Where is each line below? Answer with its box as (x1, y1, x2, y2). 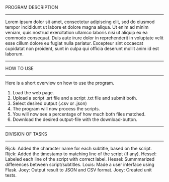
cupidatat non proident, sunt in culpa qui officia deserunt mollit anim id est (5, 45, 159, 51)
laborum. (5, 51, 24, 57)
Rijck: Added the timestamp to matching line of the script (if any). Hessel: (5, 151, 157, 157)
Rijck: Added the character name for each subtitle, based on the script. (5, 146, 152, 151)
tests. (5, 172, 17, 178)
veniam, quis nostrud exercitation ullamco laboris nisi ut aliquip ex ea (5, 30, 148, 35)
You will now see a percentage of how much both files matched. (12, 111, 146, 117)
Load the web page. (12, 90, 54, 95)
